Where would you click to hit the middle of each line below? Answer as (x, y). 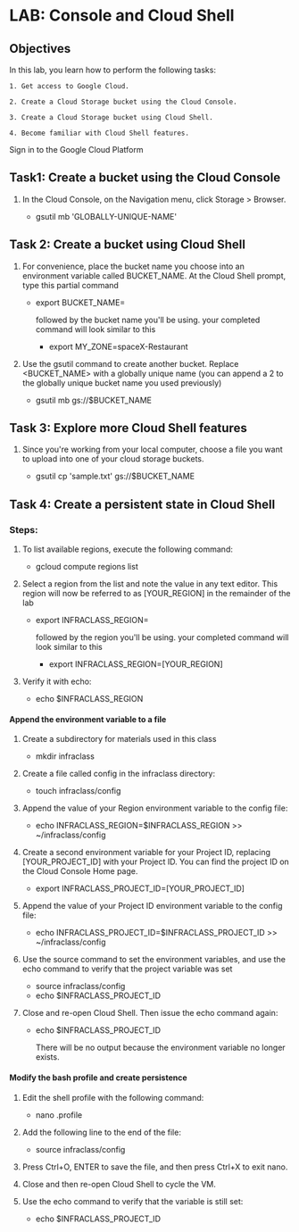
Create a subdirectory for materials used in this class (119, 739)
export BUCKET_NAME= (80, 302)
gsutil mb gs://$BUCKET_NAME (93, 400)
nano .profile (59, 1115)
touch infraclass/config (78, 791)
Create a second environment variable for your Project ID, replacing (146, 853)
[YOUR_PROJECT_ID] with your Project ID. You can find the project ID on (156, 862)
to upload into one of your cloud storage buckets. (113, 459)
